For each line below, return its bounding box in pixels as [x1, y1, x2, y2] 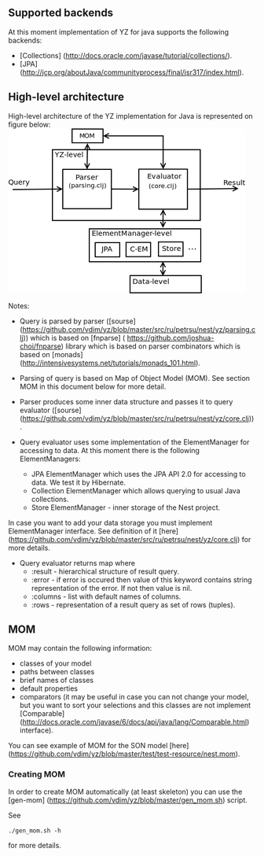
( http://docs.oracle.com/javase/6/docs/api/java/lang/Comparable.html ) [19, 718, 250, 727]
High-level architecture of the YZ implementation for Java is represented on [8, 111, 253, 120]
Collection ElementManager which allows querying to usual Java [31, 485, 241, 495]
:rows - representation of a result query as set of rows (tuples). [31, 600, 236, 609]
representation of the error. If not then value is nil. [31, 583, 192, 592]
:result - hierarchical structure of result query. [31, 566, 179, 576]
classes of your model [19, 659, 92, 668]
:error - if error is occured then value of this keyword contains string [31, 574, 253, 585]
